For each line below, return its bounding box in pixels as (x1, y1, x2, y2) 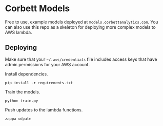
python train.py (5, 98, 38, 103)
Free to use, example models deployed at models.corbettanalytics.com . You (5, 19, 159, 25)
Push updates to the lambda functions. (5, 107, 83, 112)
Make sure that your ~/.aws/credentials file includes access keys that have (5, 56, 157, 62)
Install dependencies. (5, 71, 48, 77)
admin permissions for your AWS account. (5, 61, 90, 67)
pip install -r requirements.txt (5, 80, 73, 85)
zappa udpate (5, 116, 32, 121)
